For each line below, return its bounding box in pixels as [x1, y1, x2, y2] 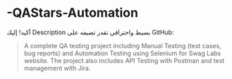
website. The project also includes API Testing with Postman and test [23, 56, 225, 64]
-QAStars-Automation [6, 5, 139, 21]
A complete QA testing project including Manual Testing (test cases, [23, 41, 221, 50]
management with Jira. [23, 64, 91, 72]
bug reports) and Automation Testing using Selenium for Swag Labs [23, 49, 221, 57]
